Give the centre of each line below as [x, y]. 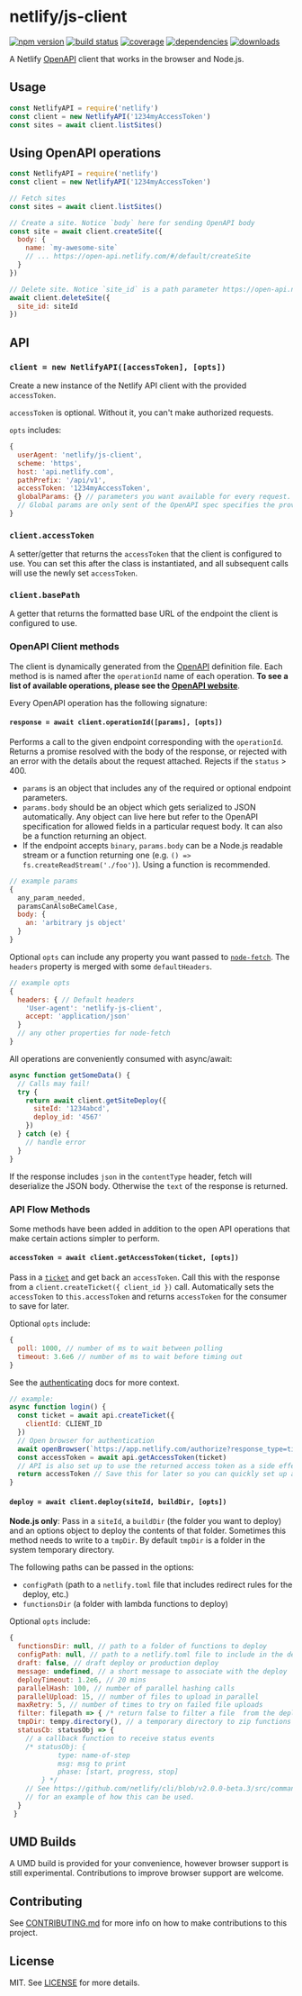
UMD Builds [43, 1842]
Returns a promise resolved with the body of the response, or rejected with [148, 751]
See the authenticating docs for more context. [94, 1382]
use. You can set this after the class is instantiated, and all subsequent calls [149, 564]
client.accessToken [52, 535]
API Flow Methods [50, 1209]
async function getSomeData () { [70, 1075]
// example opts [40, 983]
